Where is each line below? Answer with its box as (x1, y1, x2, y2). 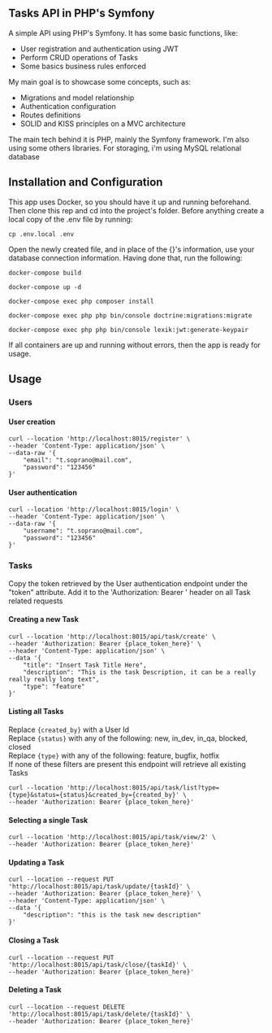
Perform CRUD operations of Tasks (19, 52, 138, 62)
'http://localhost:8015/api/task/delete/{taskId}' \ (8, 1009, 191, 1018)
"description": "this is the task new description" (23, 911, 201, 919)
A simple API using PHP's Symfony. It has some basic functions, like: (8, 28, 238, 37)
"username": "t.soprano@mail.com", (23, 527, 144, 536)
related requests (8, 596, 63, 606)
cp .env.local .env (8, 230, 75, 239)
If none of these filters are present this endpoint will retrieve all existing (8, 759, 246, 769)
